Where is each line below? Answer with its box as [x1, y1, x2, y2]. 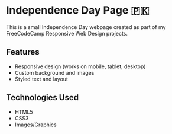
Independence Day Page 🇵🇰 [6, 4, 150, 17]
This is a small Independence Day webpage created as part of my [6, 23, 166, 30]
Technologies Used [6, 92, 79, 103]
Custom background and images [14, 69, 95, 76]
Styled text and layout [14, 75, 68, 82]
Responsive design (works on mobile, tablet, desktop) [14, 63, 146, 70]
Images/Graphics [14, 121, 57, 128]
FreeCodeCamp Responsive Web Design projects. [6, 30, 128, 37]
